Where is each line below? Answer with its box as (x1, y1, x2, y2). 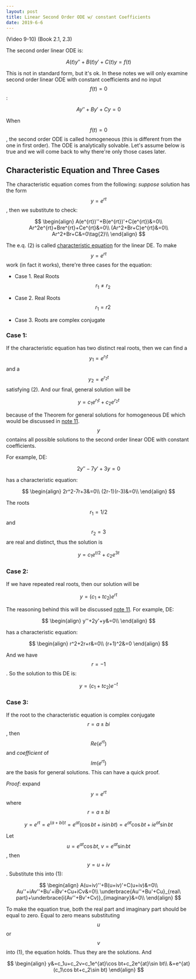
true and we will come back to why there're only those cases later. (6, 148, 166, 155)
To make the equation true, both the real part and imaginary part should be (6, 905, 187, 913)
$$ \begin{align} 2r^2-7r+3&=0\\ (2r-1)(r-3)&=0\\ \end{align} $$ (22, 488, 175, 495)
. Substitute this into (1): (6, 870, 63, 877)
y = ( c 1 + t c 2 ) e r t (80, 592, 117, 601)
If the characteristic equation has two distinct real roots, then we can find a (6, 345, 188, 352)
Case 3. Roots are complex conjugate (14, 317, 106, 324)
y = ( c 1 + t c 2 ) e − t (79, 681, 119, 690)
